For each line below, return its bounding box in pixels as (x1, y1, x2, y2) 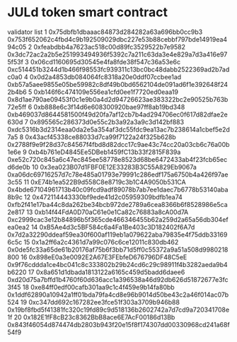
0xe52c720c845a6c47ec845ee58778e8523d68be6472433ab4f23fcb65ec (7, 155, 228, 163)
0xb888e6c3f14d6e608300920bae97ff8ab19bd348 (33, 102, 185, 111)
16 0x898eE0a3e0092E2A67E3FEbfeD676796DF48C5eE (21, 252, 187, 261)
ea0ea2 (7, 223, 30, 231)
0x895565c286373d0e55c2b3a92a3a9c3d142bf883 (29, 117, 185, 126)
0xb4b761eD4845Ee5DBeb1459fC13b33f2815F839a (28, 148, 181, 156)
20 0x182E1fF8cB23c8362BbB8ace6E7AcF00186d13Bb (13, 312, 175, 322)
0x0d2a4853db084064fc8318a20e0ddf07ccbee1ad (29, 72, 182, 81)
